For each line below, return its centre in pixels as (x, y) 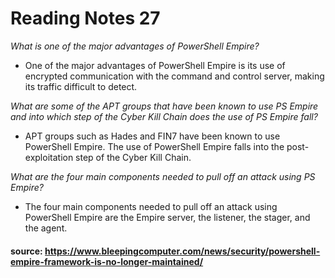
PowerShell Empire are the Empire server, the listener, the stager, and (167, 217)
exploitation (49, 157)
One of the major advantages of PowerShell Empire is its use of (155, 65)
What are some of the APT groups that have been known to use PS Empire (164, 106)
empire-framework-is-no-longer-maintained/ (107, 261)
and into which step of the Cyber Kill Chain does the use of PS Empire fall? (164, 116)
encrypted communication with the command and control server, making (174, 76)
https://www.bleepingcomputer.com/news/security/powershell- (182, 251)
